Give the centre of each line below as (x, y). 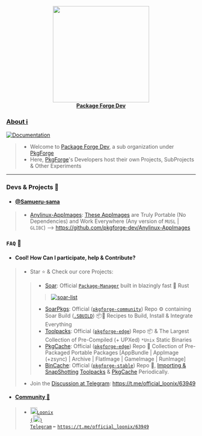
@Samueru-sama (37, 201)
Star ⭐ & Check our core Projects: (72, 272)
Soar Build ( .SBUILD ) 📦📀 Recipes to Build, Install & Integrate (119, 316)
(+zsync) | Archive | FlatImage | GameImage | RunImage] (115, 359)
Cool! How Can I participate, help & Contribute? (75, 257)
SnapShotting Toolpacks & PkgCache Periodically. (107, 372)
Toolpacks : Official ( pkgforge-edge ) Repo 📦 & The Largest (117, 331)
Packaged (57, 352)
